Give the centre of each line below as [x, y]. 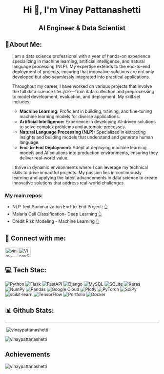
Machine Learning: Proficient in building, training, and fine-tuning [86, 111]
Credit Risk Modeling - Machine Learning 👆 [56, 221]
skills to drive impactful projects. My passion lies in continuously [77, 173]
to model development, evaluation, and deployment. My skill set [76, 97]
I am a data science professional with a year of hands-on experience [81, 56]
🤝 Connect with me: [35, 238]
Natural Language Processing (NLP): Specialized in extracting [82, 132]
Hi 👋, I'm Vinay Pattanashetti [82, 10]
